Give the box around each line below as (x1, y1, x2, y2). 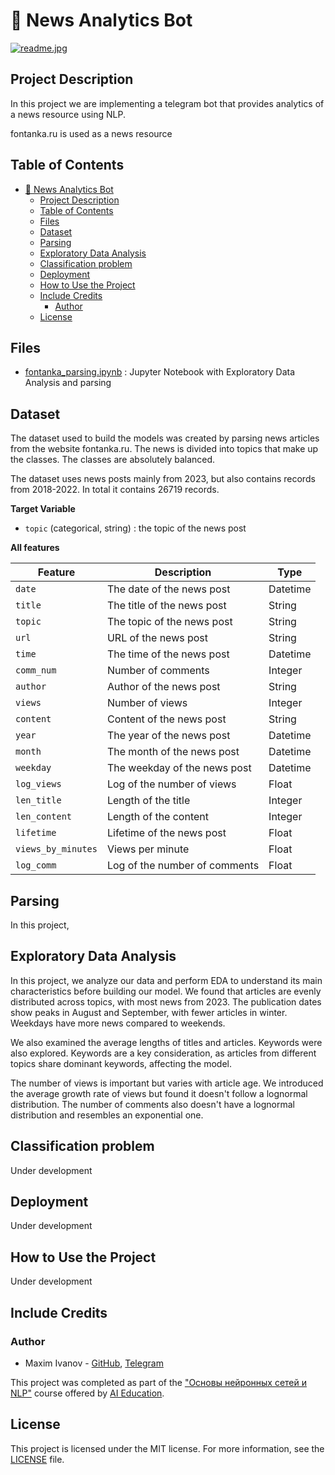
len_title (15, 795, 62, 806)
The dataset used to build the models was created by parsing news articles (10, 432, 320, 444)
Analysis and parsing (24, 377, 112, 389)
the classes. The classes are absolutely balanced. (10, 454, 216, 466)
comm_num (15, 665, 57, 676)
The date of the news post (106, 582, 231, 596)
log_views (15, 779, 62, 790)
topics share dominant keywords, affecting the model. (10, 1057, 232, 1069)
